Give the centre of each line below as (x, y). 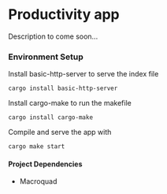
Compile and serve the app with (60, 132)
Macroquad (38, 181)
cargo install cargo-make (50, 118)
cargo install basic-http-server (63, 88)
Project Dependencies (45, 164)
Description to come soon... (53, 36)
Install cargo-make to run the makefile (70, 103)
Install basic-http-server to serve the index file (83, 74)
